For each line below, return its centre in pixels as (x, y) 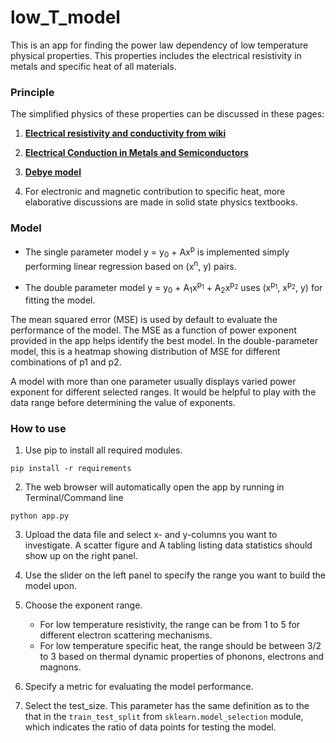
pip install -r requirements (71, 469)
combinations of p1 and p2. (66, 362)
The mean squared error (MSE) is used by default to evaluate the (144, 320)
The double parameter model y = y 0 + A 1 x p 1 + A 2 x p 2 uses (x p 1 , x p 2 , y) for (173, 287)
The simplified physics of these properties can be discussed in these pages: (167, 114)
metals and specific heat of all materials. (93, 66)
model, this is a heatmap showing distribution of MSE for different (145, 352)
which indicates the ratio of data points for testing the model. (150, 727)
